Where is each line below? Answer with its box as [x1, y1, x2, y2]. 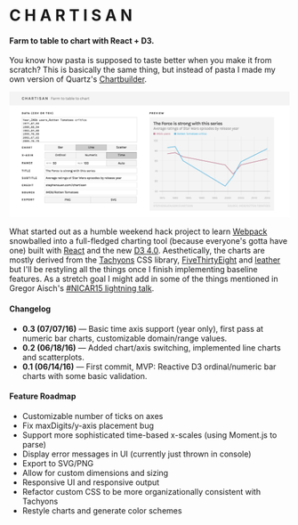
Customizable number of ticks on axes [21, 410, 164, 421]
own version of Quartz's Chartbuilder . [9, 74, 148, 85]
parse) [21, 439, 47, 449]
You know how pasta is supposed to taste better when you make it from [9, 55, 272, 66]
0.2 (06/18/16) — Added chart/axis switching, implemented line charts [21, 342, 282, 352]
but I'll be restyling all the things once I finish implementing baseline [9, 264, 258, 275]
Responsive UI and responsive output [21, 477, 160, 488]
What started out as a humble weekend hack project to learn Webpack [9, 226, 268, 237]
